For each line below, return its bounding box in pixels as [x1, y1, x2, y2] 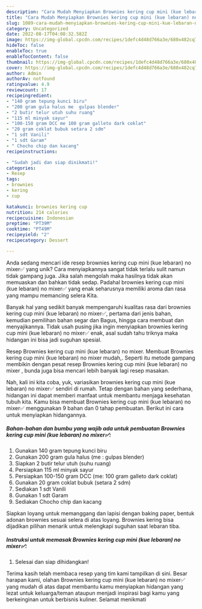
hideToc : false [6, 43, 44, 49]
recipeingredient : [6, 93, 52, 99]
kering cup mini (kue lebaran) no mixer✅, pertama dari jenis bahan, [6, 310, 173, 317]
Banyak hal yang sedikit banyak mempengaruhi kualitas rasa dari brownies [6, 303, 191, 310]
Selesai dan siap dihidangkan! [14, 558, 89, 565]
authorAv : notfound [6, 76, 55, 82]
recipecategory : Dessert [6, 237, 69, 243]
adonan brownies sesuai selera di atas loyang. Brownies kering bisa [6, 516, 174, 523]
